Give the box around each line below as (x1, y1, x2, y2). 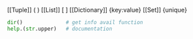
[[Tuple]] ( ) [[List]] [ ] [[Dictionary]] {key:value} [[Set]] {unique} (7, 6, 187, 14)
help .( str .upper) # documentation (7, 25, 112, 32)
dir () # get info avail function (7, 19, 143, 26)
